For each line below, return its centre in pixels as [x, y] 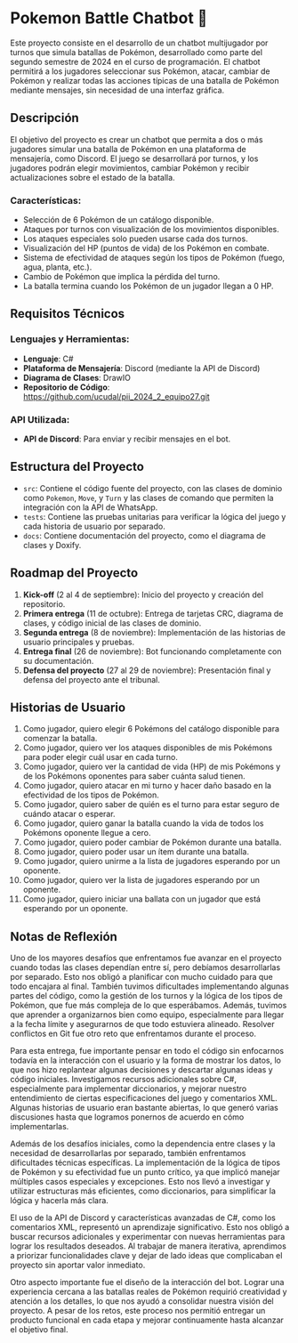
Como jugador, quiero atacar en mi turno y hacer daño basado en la [147, 786]
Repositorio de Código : [66, 387]
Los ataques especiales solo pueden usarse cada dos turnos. [135, 239]
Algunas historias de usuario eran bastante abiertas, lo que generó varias [144, 1108]
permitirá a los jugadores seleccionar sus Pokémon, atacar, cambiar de [140, 71]
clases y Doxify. [52, 545]
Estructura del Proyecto [77, 467]
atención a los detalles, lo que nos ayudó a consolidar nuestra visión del [142, 1301]
